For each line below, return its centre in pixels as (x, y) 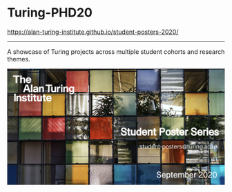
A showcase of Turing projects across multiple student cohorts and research (116, 51)
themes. (19, 59)
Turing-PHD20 (50, 13)
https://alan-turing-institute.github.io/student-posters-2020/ (93, 32)
